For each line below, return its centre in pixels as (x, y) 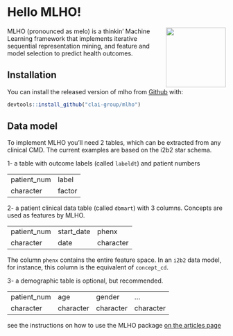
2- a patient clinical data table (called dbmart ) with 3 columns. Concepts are (115, 208)
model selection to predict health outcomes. (70, 53)
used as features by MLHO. (46, 215)
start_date (74, 231)
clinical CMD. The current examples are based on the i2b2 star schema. (110, 150)
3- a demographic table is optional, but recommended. (85, 281)
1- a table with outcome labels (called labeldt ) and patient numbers (104, 163)
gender (108, 297)
